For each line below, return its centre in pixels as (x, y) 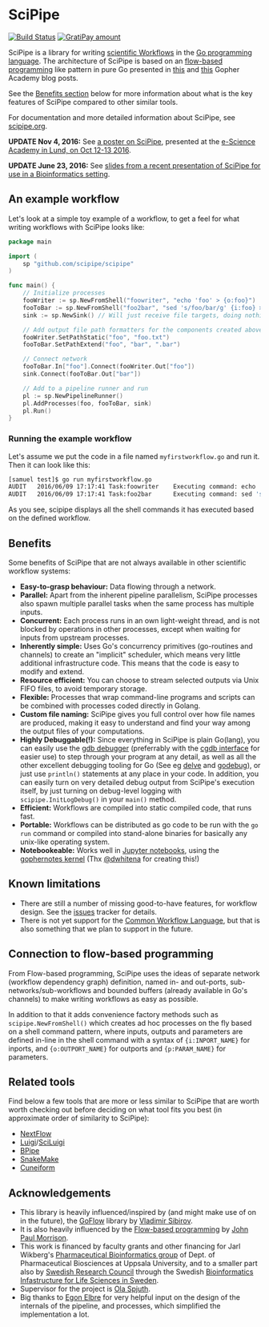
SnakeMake (39, 1160)
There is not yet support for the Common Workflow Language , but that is (140, 920)
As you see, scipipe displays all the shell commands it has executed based (131, 509)
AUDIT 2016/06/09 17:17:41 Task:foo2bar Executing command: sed (130, 494)
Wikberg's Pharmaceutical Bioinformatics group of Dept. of (117, 1255)
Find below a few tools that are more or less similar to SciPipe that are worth (134, 1101)
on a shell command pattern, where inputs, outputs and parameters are (126, 1031)
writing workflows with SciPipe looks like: (76, 227)
